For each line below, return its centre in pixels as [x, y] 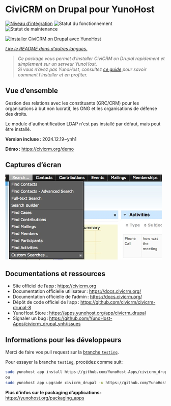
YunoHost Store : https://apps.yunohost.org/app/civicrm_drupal [79, 313]
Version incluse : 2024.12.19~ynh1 [41, 139]
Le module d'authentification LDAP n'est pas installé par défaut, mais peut [83, 124]
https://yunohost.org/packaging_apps [45, 398]
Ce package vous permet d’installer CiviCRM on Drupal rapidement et [91, 58]
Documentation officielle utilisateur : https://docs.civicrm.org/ [77, 291]
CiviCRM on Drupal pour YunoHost [80, 9]
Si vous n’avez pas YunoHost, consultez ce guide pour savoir [82, 69]
